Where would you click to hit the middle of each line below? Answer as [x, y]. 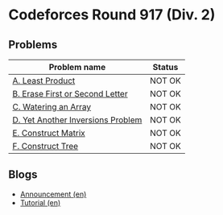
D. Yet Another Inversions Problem [77, 120]
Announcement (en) [53, 194]
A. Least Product [44, 81]
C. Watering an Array [52, 107]
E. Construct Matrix [49, 133]
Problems [33, 45]
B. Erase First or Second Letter [70, 94]
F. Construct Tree [45, 146]
